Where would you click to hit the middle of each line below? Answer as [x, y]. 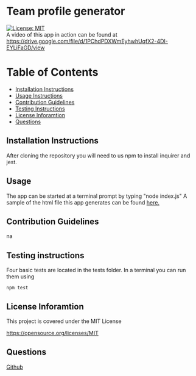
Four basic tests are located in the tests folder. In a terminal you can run [96, 270]
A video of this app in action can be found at [62, 34]
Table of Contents [52, 72]
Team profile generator [66, 11]
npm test [17, 288]
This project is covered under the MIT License [64, 321]
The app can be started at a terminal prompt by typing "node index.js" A [97, 196]
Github [15, 367]
